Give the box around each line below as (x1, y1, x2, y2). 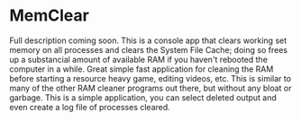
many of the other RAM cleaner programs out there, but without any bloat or (9, 82, 292, 93)
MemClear (9, 5, 90, 26)
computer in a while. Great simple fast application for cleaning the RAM (9, 64, 274, 74)
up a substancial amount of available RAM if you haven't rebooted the (9, 54, 269, 65)
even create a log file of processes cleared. (9, 101, 171, 112)
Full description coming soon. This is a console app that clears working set (9, 35, 287, 46)
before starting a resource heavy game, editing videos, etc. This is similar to (9, 73, 291, 83)
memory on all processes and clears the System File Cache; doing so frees (9, 44, 288, 55)
